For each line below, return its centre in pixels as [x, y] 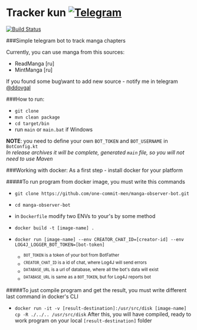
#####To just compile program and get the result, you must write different [96, 290]
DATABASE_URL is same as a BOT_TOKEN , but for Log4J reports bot [87, 277]
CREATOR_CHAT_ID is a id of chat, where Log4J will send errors [85, 262]
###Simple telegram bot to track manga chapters [66, 40]
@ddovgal [19, 87]
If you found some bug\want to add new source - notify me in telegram [92, 81]
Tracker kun [36, 13]
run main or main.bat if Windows [54, 129]
